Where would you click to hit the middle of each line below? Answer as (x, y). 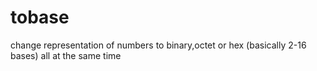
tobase (40, 17)
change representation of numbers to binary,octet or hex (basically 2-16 (158, 45)
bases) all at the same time (66, 55)
